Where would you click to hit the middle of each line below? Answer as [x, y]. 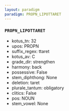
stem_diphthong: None [34, 77]
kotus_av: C [23, 56]
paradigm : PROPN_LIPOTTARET [33, 14]
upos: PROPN [25, 46]
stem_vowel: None [30, 103]
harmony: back [27, 67]
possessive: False [29, 72]
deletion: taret [26, 83]
